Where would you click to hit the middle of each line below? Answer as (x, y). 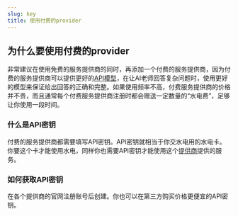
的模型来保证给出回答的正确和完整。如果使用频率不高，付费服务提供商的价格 (119, 87)
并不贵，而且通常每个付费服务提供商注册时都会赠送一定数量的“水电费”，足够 (119, 96)
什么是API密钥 (32, 125)
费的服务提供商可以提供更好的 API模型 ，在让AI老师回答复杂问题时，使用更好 (118, 78)
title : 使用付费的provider (44, 21)
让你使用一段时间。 (35, 105)
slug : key (22, 14)
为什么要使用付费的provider (68, 51)
